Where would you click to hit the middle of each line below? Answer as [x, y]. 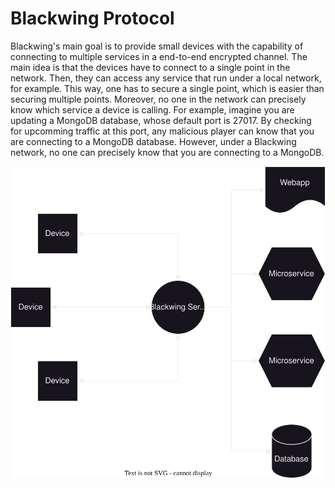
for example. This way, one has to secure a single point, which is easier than [167, 88]
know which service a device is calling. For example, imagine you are [152, 109]
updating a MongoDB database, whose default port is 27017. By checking [161, 120]
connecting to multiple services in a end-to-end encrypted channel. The [159, 56]
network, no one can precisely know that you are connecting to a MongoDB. [167, 152]
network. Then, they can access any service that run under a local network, [166, 78]
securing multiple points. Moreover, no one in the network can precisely [158, 99]
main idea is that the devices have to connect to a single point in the [150, 67]
